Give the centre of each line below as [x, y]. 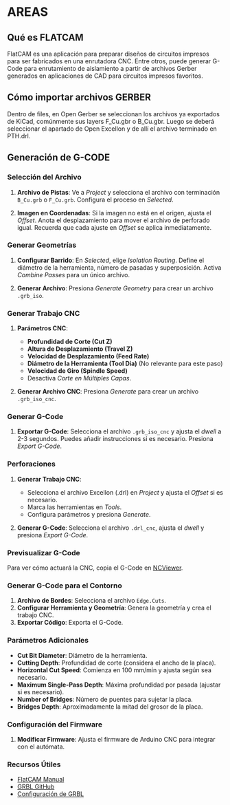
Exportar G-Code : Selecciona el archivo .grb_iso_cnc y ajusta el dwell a [119, 431]
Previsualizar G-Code [44, 552]
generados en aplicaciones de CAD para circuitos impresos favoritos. [105, 76]
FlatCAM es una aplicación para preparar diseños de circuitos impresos [108, 54]
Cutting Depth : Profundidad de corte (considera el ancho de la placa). [116, 663]
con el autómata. [41, 747]
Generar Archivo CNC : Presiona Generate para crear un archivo [108, 391]
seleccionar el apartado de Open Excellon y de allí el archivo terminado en [112, 129]
